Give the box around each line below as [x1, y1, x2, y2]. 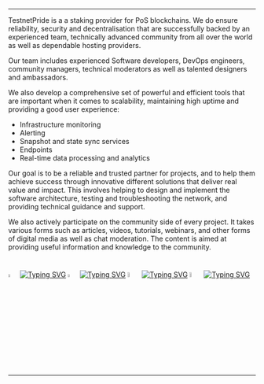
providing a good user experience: [8, 105, 120, 114]
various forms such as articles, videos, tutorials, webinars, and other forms [8, 226, 251, 234]
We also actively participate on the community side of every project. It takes [8, 217, 255, 227]
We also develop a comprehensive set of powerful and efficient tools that [8, 88, 245, 97]
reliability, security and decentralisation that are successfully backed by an [8, 24, 250, 33]
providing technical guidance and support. [8, 202, 145, 211]
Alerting [19, 128, 46, 138]
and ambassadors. [8, 72, 68, 82]
